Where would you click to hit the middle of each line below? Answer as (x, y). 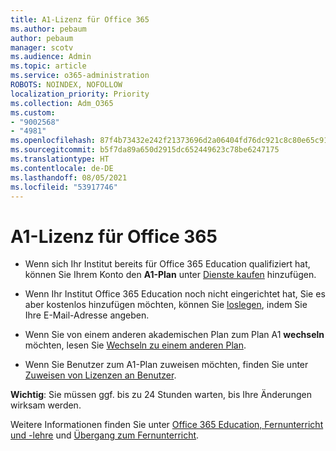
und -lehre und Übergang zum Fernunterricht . (105, 435)
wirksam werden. (46, 405)
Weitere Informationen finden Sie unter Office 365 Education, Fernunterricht (167, 425)
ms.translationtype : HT (60, 159)
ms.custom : (33, 112)
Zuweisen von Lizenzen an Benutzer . (100, 375)
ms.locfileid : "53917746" (64, 187)
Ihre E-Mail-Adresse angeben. (87, 315)
